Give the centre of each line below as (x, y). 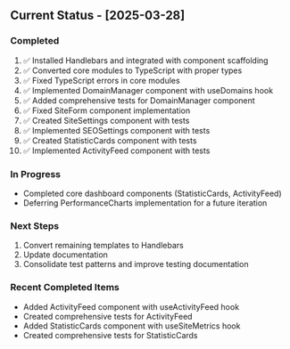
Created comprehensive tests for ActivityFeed (108, 316)
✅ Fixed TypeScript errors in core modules (102, 80)
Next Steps (35, 225)
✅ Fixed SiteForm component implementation (107, 110)
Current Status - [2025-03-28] (98, 16)
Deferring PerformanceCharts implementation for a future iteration (145, 203)
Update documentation (65, 255)
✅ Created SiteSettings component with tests (106, 120)
